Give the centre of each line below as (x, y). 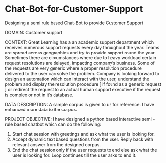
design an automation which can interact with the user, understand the (77, 79)
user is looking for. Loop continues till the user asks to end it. (74, 155)
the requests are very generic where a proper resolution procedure (74, 68)
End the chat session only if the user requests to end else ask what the (84, 150)
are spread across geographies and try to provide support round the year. (81, 53)
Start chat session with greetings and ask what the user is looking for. (83, 134)
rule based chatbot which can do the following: (53, 124)
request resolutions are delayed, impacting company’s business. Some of (80, 63)
